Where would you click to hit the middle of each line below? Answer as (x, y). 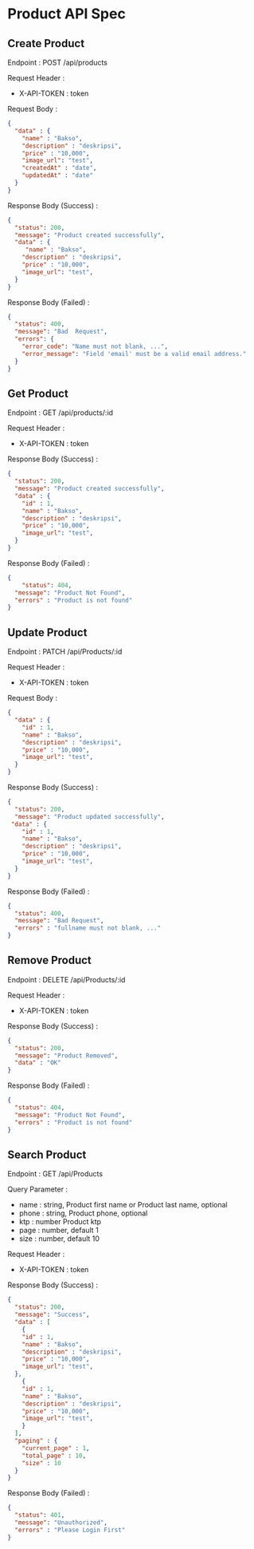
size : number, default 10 (59, 1239)
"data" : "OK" (38, 1063)
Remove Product (50, 960)
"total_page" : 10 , (54, 1456)
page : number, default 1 (59, 1231)
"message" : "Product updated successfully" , (90, 816)
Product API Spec (67, 14)
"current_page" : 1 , (56, 1448)
